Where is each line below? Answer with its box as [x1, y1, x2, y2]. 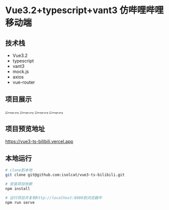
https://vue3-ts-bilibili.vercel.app [5, 138, 74, 144]
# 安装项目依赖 [5, 182, 33, 187]
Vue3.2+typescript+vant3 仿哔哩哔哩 [5, 5, 164, 16]
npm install [5, 186, 30, 191]
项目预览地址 [5, 124, 45, 133]
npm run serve [5, 200, 35, 205]
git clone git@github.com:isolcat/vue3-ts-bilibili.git [5, 172, 125, 178]
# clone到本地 [5, 168, 33, 173]
